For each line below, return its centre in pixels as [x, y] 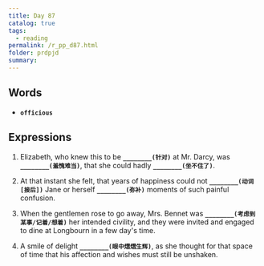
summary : [23, 61]
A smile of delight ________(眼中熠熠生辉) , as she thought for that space [136, 246]
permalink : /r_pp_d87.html [53, 46]
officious [37, 113]
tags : [17, 30]
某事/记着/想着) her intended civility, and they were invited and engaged [137, 222]
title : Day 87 [32, 16]
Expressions [40, 137]
